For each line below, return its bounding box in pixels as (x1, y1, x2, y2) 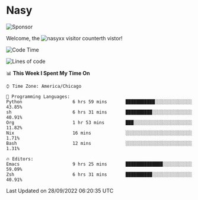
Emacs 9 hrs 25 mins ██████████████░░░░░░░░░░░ (6, 161, 193, 167)
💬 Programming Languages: (6, 93, 70, 100)
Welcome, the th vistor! (6, 34, 123, 42)
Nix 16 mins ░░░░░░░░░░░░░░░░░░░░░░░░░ (6, 130, 193, 136)
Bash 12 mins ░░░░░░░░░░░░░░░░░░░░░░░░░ (6, 140, 193, 146)
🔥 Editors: (6, 155, 34, 162)
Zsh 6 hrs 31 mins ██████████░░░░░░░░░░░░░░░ (6, 172, 193, 177)
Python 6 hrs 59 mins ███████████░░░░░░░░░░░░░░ (6, 99, 193, 104)
